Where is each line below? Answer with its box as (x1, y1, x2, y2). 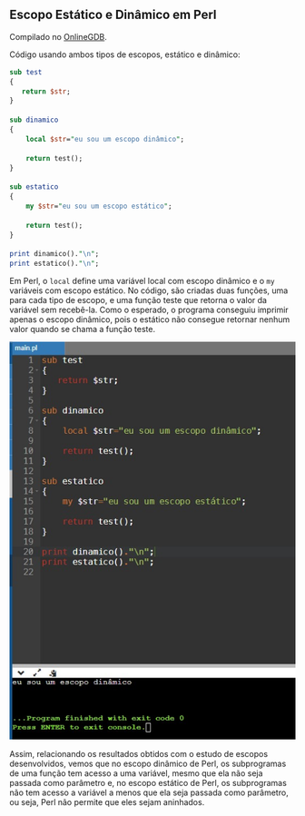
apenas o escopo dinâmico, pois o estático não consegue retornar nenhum (9, 314, 290, 325)
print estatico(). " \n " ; (9, 259, 100, 269)
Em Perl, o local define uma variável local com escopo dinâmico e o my (9, 276, 275, 287)
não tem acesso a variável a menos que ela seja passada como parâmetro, (9, 787, 289, 798)
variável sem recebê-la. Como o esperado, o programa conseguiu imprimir (9, 304, 289, 316)
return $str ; (21, 86, 71, 96)
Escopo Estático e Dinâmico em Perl (9, 7, 217, 23)
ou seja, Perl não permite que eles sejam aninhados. (9, 796, 205, 807)
